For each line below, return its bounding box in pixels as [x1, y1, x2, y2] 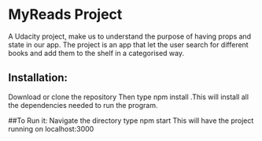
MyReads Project [8, 6, 123, 24]
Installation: [8, 71, 68, 84]
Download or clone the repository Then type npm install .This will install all [8, 92, 249, 102]
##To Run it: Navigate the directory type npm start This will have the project [8, 116, 254, 125]
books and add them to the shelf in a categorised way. [8, 48, 185, 58]
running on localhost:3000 [8, 124, 94, 133]
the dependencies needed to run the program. [8, 100, 158, 109]
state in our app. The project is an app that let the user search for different [8, 39, 249, 49]
